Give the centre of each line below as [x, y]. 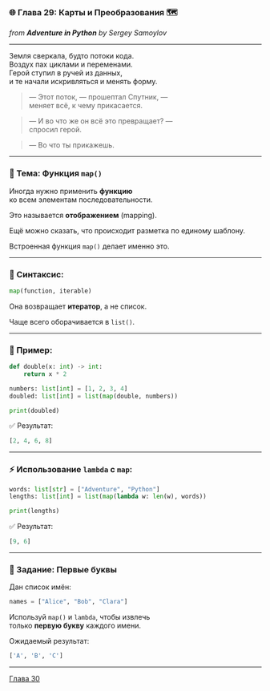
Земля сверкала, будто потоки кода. [72, 56]
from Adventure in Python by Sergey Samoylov [88, 33]
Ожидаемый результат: [49, 641]
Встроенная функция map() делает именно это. [89, 246]
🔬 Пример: [31, 350]
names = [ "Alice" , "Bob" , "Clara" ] [69, 602]
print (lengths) [34, 511]
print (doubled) [34, 410]
